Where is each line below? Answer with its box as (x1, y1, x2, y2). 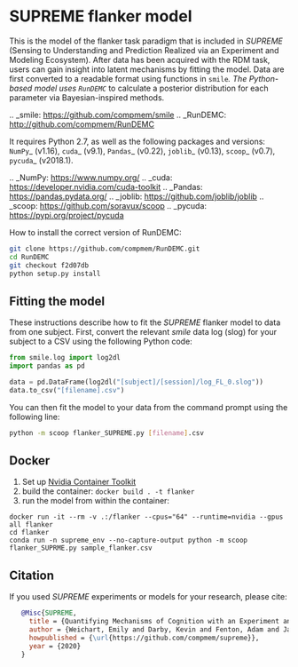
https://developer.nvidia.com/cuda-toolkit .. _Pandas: (9, 181, 203, 192)
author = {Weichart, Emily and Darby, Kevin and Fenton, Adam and (28, 625, 279, 634)
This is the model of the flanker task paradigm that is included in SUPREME (9, 36, 284, 46)
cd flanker (9, 528, 50, 537)
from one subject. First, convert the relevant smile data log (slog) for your (9, 327, 278, 337)
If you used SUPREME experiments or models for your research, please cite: (9, 592, 287, 602)
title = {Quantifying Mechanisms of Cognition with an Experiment (28, 617, 279, 626)
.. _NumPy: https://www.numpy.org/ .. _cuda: (9, 171, 173, 183)
